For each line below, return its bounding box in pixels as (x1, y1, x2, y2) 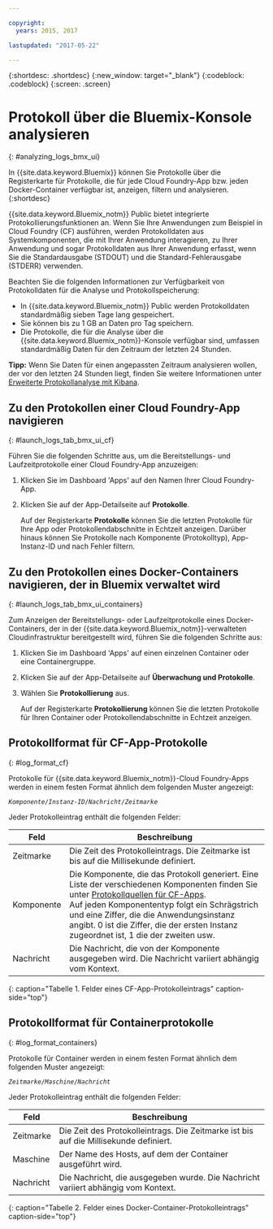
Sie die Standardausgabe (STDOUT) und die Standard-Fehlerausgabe (8, 253, 242, 263)
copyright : (8, 19, 45, 27)
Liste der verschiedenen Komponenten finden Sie (68, 879, 258, 890)
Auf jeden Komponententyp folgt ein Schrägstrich (68, 899, 258, 910)
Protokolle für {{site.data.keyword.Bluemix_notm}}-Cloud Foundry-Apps (8, 773, 249, 783)
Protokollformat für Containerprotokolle (8, 1016, 214, 1030)
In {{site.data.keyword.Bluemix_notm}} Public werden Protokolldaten (19, 302, 249, 311)
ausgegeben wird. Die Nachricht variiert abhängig (68, 953, 259, 964)
